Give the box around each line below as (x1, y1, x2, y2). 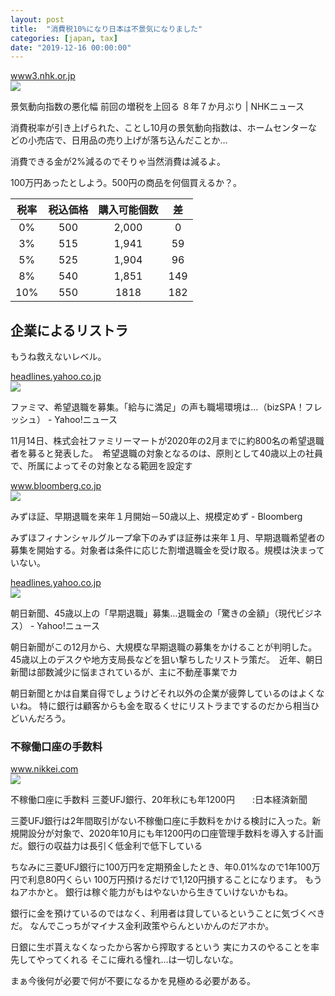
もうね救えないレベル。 (10, 351, 107, 363)
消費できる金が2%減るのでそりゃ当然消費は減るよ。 (10, 156, 227, 168)
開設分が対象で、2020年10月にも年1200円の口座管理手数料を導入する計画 (18, 827, 324, 840)
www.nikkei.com (10, 763, 79, 775)
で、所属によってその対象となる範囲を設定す (10, 460, 193, 472)
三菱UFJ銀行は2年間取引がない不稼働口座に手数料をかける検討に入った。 (10, 815, 313, 827)
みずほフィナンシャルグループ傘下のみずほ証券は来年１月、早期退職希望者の (10, 532, 325, 544)
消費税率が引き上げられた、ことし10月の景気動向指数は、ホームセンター (10, 122, 309, 134)
